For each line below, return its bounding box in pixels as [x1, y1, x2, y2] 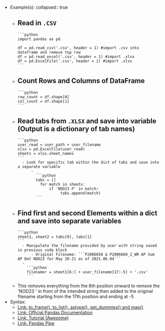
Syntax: [10, 299, 26, 305]
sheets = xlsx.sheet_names [17, 151, 74, 156]
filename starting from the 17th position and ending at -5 [17, 294, 134, 300]
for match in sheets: [40, 182, 85, 187]
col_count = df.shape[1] [17, 99, 70, 104]
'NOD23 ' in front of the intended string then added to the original [17, 288, 153, 294]
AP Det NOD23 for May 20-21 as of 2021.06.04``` [17, 257, 121, 262]
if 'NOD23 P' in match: [49, 186, 99, 192]
